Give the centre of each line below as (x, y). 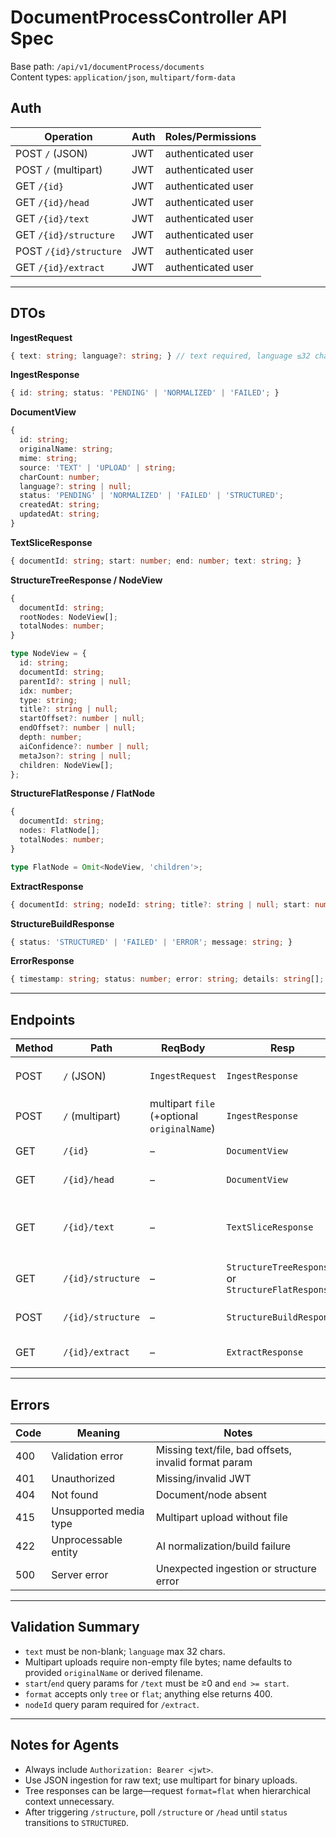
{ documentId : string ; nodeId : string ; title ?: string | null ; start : (160, 904)
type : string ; (48, 700)
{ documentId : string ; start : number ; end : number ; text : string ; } (156, 561)
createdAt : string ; (60, 505)
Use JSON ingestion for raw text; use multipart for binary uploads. (161, 1780)
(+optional (173, 1116)
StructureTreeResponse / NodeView (86, 580)
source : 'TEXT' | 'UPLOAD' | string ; (98, 467)
